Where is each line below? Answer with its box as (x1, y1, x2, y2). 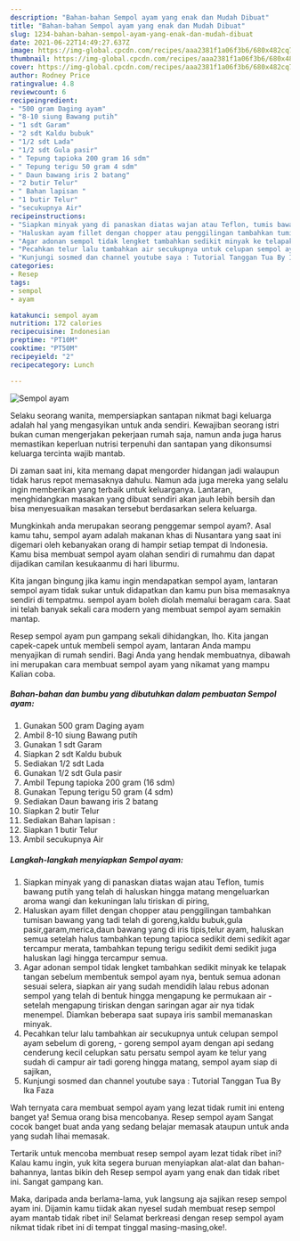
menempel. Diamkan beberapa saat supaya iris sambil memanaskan (22, 1009, 272, 1020)
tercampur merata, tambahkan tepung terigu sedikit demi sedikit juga (22, 943, 277, 954)
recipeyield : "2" (10, 352, 75, 361)
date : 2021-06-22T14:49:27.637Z (10, 37, 130, 47)
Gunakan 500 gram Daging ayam (22, 721, 145, 731)
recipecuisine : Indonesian (10, 327, 110, 337)
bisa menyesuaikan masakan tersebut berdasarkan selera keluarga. (10, 502, 257, 513)
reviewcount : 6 (10, 87, 67, 96)
